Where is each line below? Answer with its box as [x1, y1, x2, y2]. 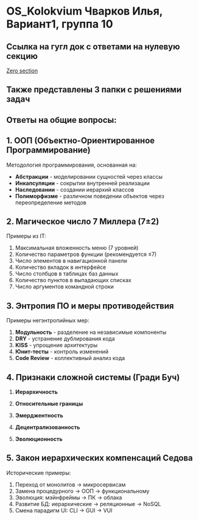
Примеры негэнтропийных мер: [6, 317, 89, 324]
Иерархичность [15, 388, 58, 396]
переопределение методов [15, 199, 86, 206]
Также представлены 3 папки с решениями [6, 85, 182, 95]
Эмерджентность [15, 412, 64, 419]
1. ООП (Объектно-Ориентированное [6, 136, 155, 146]
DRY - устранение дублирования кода [15, 335, 116, 342]
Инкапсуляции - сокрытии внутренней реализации [15, 179, 150, 187]
